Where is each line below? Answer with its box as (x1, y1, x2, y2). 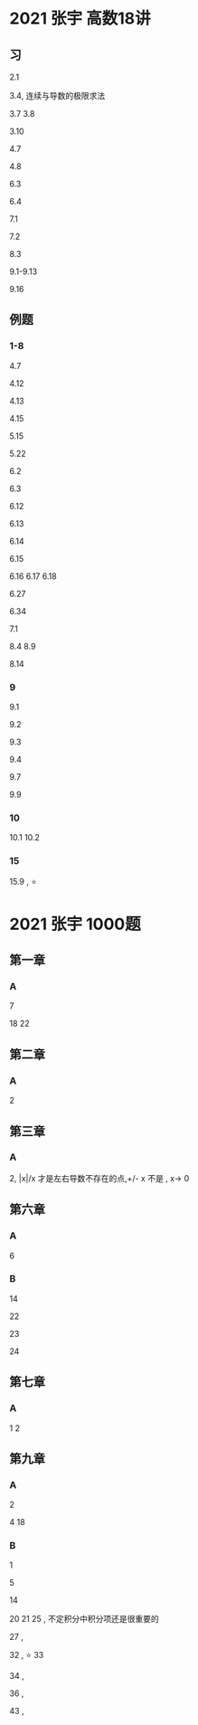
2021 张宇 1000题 (9, 914, 142, 934)
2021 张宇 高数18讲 (9, 8, 151, 29)
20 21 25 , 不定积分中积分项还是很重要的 (9, 1614, 160, 1625)
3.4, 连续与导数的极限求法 (9, 90, 106, 100)
